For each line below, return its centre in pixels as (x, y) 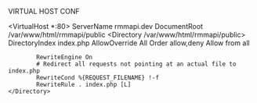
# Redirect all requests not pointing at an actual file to (136, 64)
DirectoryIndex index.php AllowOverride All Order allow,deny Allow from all (129, 43)
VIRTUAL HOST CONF (44, 11)
